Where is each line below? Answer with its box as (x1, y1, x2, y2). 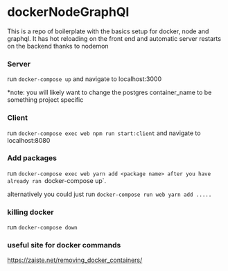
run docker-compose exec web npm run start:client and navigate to (7, 129, 201, 137)
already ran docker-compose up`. (7, 176, 107, 184)
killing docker (7, 207, 54, 217)
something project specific (7, 96, 84, 104)
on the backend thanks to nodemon (7, 42, 109, 50)
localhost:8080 (7, 136, 51, 144)
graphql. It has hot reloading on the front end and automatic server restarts (7, 34, 222, 42)
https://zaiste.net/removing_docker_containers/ (7, 256, 143, 264)
